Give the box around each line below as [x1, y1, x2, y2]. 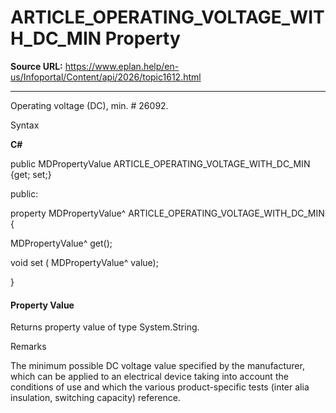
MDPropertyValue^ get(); [10, 237, 113, 249]
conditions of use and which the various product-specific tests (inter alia [10, 381, 310, 393]
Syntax [10, 119, 40, 131]
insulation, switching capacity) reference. [10, 392, 181, 404]
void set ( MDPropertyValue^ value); [10, 256, 159, 268]
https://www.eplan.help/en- [64, 60, 180, 72]
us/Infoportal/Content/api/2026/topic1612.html [10, 71, 202, 83]
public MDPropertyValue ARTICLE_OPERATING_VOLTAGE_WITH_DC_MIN [10, 157, 311, 170]
